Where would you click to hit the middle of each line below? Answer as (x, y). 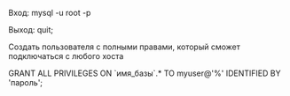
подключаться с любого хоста (66, 56)
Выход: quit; (31, 30)
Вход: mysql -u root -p (50, 13)
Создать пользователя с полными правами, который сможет (125, 47)
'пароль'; (26, 82)
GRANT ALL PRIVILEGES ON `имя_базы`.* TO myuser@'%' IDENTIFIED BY (145, 73)
